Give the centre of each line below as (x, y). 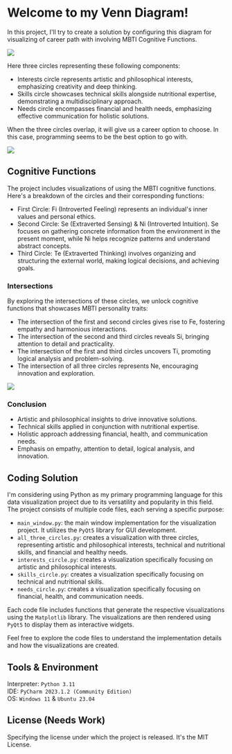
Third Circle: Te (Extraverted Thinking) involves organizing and (106, 253)
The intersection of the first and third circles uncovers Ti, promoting (114, 351)
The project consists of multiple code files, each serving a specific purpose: (116, 509)
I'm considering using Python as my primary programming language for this (115, 495)
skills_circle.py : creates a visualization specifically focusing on (110, 575)
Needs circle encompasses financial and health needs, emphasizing (114, 108)
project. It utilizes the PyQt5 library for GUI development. (97, 530)
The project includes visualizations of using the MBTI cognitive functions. (112, 188)
